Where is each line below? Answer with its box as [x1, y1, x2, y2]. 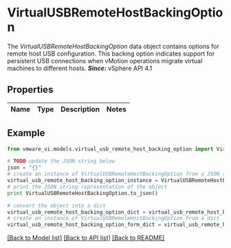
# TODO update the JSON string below [7, 158, 115, 165]
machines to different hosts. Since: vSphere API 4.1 [7, 64, 153, 72]
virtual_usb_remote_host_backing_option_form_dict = [7, 221, 162, 228]
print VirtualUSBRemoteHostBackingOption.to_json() [7, 190, 158, 196]
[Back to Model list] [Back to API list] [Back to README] [7, 234, 165, 242]
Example [7, 127, 45, 139]
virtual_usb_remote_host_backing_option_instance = [7, 177, 158, 184]
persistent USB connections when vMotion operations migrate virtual [7, 56, 203, 65]
